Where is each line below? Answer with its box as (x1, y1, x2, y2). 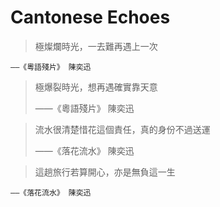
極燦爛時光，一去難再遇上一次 (34, 40, 158, 52)
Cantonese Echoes (10, 6, 171, 29)
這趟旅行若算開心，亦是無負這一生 (34, 166, 176, 178)
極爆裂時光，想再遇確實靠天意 (34, 81, 158, 93)
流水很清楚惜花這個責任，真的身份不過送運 (34, 123, 211, 135)
